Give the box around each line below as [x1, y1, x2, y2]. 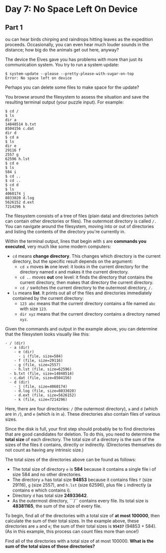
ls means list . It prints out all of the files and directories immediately [12, 290, 152, 296]
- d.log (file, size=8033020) [14, 388, 77, 393]
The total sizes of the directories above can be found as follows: [5, 457, 136, 462]
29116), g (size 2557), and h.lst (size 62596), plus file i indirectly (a [12, 482, 152, 488]
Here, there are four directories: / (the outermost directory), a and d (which [5, 406, 158, 412]
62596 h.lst [5, 157, 30, 162]
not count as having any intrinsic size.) [5, 447, 84, 453]
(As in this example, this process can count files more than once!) [5, 529, 139, 534]
